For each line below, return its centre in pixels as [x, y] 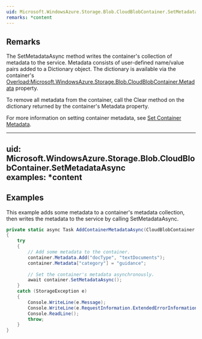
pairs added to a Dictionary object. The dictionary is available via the [91, 69]
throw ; [36, 319]
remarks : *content [29, 17]
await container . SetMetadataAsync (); [75, 280]
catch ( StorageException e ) [52, 291]
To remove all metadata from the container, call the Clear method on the [95, 100]
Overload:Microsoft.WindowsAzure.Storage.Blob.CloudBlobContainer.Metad [101, 82]
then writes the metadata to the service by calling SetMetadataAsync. [93, 219]
